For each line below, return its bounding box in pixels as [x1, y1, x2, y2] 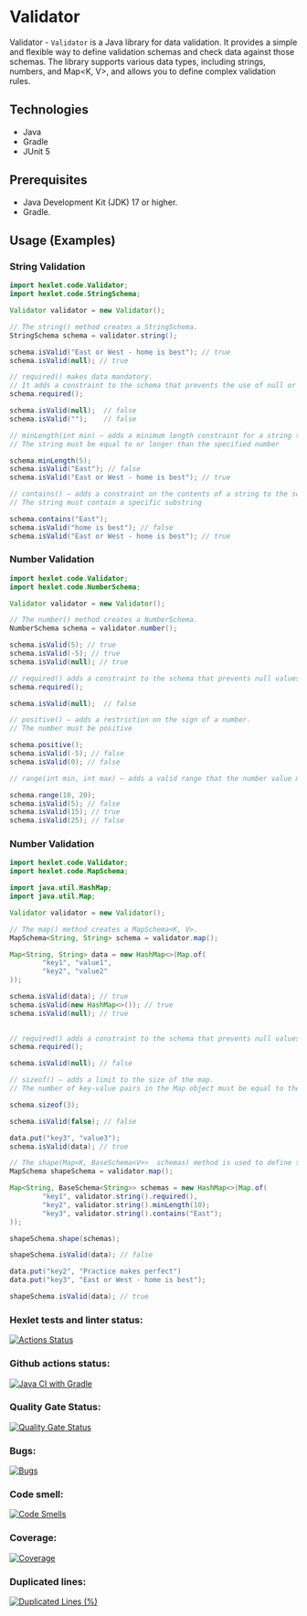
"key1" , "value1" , [42, 958, 112, 968]
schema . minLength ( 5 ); [9, 455, 92, 466]
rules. [9, 75, 31, 86]
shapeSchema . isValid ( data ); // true [9, 1292, 149, 1301]
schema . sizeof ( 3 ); [9, 1100, 79, 1109]
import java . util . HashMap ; [9, 883, 112, 893]
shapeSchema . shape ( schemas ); [9, 1234, 121, 1243]
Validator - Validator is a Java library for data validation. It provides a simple [9, 37, 298, 48]
